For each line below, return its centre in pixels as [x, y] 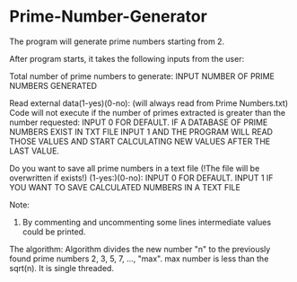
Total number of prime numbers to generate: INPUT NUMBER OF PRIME [142, 76]
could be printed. [54, 232]
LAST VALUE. [35, 151]
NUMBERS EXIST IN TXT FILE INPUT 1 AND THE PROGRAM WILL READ [141, 131]
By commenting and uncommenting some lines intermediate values [147, 222]
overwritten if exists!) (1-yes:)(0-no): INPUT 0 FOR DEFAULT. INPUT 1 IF [141, 178]
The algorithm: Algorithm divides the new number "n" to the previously [140, 249]
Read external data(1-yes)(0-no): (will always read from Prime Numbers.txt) [149, 103]
